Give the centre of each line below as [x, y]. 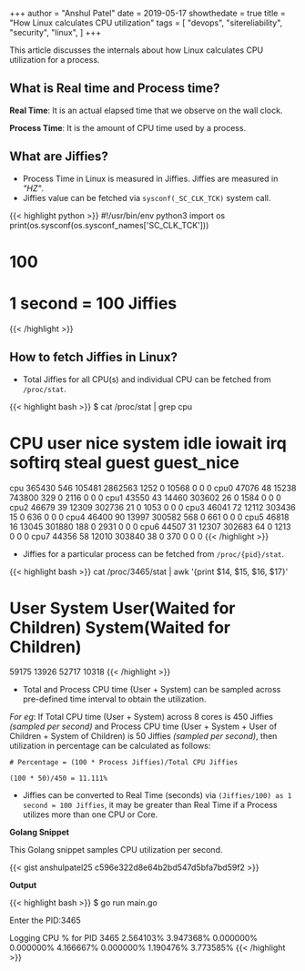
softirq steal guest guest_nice [124, 462]
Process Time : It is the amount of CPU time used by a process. [128, 127]
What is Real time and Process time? [115, 89]
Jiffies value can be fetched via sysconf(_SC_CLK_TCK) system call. [147, 197]
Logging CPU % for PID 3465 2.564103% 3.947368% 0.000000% [133, 938]
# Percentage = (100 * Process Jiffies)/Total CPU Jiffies [124, 763]
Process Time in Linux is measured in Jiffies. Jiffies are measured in [150, 178]
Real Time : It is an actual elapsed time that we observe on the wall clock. [146, 110]
